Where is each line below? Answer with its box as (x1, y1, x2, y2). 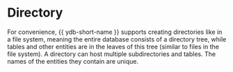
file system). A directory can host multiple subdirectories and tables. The (7, 50, 216, 58)
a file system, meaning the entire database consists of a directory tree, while (7, 35, 227, 43)
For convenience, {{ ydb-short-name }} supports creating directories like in (7, 28, 223, 36)
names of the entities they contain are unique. (7, 57, 139, 65)
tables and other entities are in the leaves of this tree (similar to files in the (7, 42, 219, 51)
